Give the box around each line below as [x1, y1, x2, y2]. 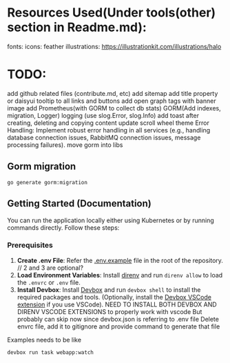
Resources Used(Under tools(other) [7, 5, 216, 21]
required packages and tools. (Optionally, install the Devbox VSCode [17, 293, 212, 301]
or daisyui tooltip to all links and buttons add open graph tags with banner [7, 97, 216, 105]
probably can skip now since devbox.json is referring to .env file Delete [17, 315, 219, 323]
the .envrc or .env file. [17, 278, 81, 286]
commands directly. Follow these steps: [7, 223, 120, 232]
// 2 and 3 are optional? [17, 264, 84, 272]
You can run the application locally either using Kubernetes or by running [7, 216, 215, 224]
